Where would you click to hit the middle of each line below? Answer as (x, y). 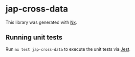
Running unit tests (34, 37)
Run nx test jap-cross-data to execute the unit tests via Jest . (68, 49)
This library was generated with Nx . (41, 22)
